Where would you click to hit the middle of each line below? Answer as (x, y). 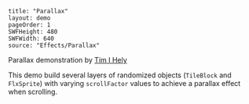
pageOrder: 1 (29, 25)
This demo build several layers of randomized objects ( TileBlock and (120, 75)
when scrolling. (33, 91)
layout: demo (29, 18)
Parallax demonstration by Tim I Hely (68, 60)
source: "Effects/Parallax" (54, 45)
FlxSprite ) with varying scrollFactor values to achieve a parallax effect (124, 83)
